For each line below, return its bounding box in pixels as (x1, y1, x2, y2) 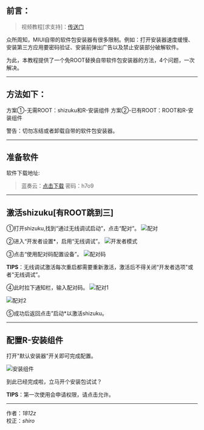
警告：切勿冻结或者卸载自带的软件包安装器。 (6, 127, 118, 134)
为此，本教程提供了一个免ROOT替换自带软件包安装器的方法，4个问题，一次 (6, 56, 195, 64)
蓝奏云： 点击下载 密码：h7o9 (21, 182, 94, 189)
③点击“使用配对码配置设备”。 (6, 251, 83, 258)
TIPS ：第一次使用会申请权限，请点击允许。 (6, 391, 114, 398)
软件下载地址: (6, 169, 41, 177)
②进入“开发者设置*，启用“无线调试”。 (6, 237, 103, 245)
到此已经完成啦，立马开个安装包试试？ (6, 378, 102, 386)
